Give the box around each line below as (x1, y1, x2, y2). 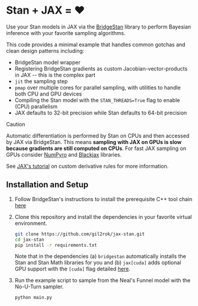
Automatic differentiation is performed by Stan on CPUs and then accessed (6, 132, 190, 139)
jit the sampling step (14, 78, 68, 85)
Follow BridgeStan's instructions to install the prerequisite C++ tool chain (14, 195, 193, 202)
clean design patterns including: (6, 47, 85, 54)
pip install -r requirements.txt (14, 242, 98, 248)
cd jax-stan (14, 237, 44, 243)
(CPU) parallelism (14, 103, 58, 110)
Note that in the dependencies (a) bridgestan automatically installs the (14, 253, 186, 260)
